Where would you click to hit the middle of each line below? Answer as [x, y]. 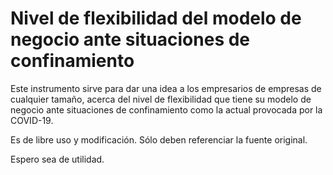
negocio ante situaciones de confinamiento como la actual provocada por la [166, 109]
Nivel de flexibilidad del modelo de [156, 18]
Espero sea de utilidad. [57, 159]
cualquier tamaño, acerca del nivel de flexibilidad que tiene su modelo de [161, 99]
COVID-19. [32, 120]
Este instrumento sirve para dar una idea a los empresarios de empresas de [166, 88]
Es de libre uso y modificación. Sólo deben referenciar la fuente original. [159, 139]
